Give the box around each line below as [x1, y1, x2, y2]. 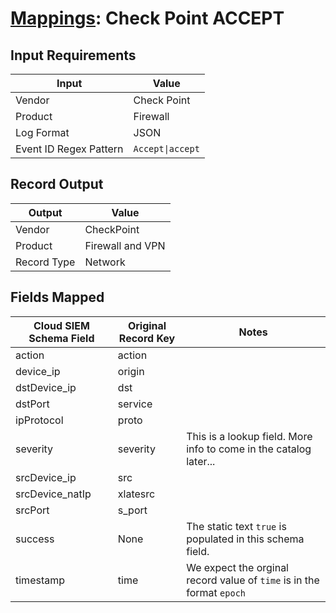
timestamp [15, 573, 66, 587]
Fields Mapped [10, 289, 105, 306]
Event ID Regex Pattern [15, 142, 124, 156]
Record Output [10, 176, 104, 193]
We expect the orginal [186, 560, 289, 574]
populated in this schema [186, 532, 305, 546]
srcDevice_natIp [15, 487, 92, 501]
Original [127, 318, 167, 332]
